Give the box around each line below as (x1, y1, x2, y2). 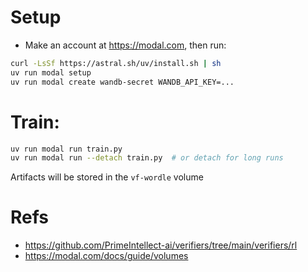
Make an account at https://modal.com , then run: (24, 39, 227, 51)
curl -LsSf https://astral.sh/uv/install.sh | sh (10, 58, 222, 68)
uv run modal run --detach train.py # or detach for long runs (10, 153, 284, 163)
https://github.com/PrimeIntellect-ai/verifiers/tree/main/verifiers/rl (24, 239, 298, 251)
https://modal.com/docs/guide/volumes (24, 250, 189, 262)
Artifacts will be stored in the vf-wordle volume (10, 171, 204, 183)
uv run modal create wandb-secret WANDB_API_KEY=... (10, 77, 235, 87)
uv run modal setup (10, 67, 92, 78)
